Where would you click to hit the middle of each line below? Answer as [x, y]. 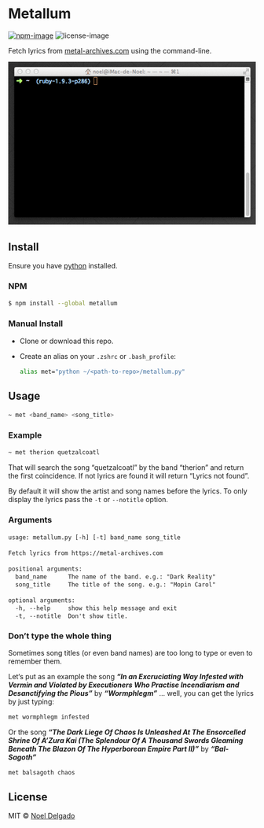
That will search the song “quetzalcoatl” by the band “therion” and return [126, 468]
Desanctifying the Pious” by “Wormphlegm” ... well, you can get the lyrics [131, 693]
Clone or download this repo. [66, 341]
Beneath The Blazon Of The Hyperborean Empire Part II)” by [109, 749]
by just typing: [31, 701]
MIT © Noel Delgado [42, 816]
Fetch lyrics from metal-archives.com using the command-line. [110, 50]
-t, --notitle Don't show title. [71, 616]
